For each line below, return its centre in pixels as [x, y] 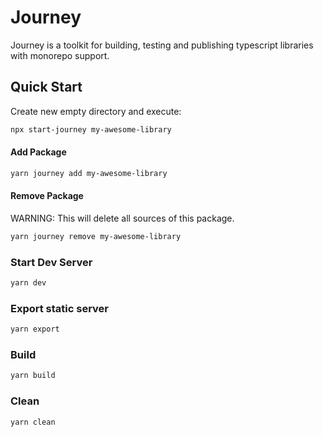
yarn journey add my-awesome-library [89, 173]
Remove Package [47, 196]
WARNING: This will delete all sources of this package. [122, 218]
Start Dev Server [51, 262]
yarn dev [28, 283]
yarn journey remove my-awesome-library [96, 236]
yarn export [35, 329]
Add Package [38, 152]
